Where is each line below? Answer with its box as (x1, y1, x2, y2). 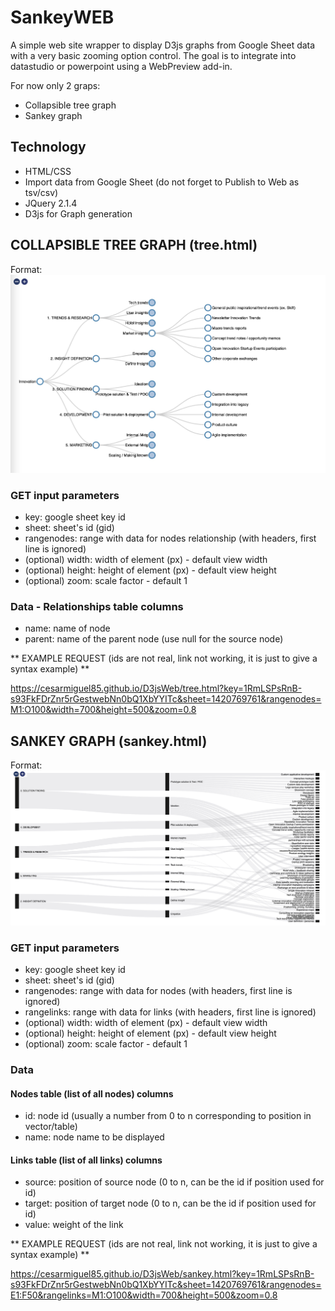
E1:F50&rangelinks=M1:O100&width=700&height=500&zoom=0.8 (10, 1289, 278, 1301)
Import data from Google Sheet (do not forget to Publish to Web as (24, 176, 300, 188)
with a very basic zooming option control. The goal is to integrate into (10, 49, 297, 61)
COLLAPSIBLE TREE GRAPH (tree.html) (10, 237, 258, 254)
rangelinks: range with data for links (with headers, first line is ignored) (24, 1006, 317, 1018)
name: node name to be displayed (24, 1131, 165, 1143)
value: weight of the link (24, 1219, 124, 1231)
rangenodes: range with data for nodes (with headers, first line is (24, 985, 293, 997)
